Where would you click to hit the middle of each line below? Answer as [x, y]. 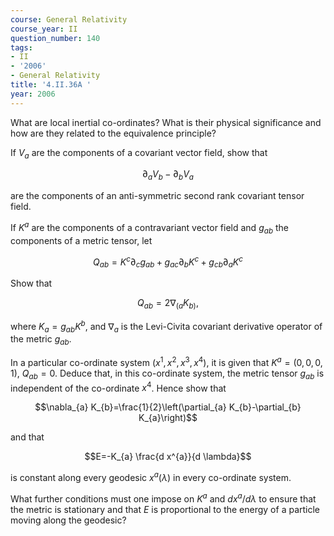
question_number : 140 [55, 38]
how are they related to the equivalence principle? [113, 133]
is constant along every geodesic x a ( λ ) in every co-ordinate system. [151, 476]
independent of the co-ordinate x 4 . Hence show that [118, 387]
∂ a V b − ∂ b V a [168, 175]
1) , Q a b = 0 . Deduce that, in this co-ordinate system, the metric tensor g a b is [167, 374]
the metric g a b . [41, 340]
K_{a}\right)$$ [168, 418]
